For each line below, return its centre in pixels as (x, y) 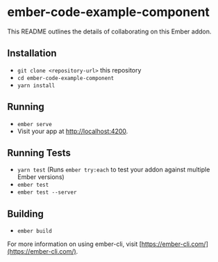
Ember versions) (41, 177)
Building (25, 214)
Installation (32, 53)
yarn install (36, 85)
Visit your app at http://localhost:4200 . (73, 131)
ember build (34, 231)
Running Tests (39, 153)
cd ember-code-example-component (66, 78)
